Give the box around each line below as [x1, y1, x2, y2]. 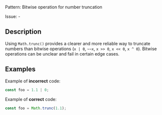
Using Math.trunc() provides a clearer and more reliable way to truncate [5, 40, 150, 46]
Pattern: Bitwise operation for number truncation [5, 4, 102, 10]
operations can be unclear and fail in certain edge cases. [5, 51, 120, 57]
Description [5, 28, 41, 36]
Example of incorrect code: [5, 78, 61, 84]
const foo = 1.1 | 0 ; [5, 87, 49, 92]
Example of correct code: [5, 96, 57, 102]
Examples [5, 65, 36, 74]
